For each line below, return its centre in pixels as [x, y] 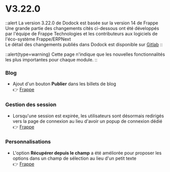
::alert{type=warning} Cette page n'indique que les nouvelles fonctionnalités [85, 54]
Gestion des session [31, 105]
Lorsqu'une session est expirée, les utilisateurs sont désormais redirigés [88, 116]
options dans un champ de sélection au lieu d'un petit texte [75, 158]
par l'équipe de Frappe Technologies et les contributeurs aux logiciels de [81, 33]
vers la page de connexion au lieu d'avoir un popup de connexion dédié [87, 121]
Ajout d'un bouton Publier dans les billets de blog [64, 84]
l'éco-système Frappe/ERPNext [38, 39]
